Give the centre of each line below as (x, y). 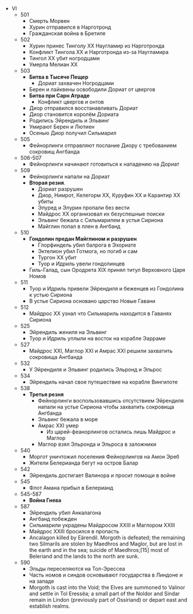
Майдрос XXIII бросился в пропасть (74, 531)
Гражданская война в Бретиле (67, 33)
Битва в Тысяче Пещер (59, 77)
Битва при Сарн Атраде (59, 95)
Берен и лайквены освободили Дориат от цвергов (92, 89)
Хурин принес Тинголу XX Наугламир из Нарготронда (97, 46)
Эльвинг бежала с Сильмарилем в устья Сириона (101, 220)
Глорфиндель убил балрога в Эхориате (87, 245)
